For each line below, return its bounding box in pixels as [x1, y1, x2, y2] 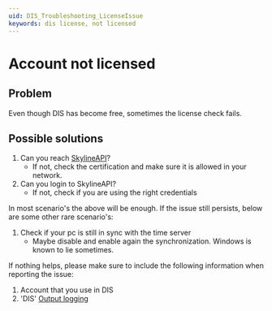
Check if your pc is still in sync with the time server [19, 228, 192, 238]
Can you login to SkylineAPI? [19, 179, 116, 189]
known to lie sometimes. [32, 245, 114, 255]
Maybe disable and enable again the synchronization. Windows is [32, 236, 252, 246]
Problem [8, 87, 53, 101]
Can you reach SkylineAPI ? [19, 153, 111, 163]
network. [32, 171, 63, 180]
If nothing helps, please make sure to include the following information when [8, 261, 265, 270]
